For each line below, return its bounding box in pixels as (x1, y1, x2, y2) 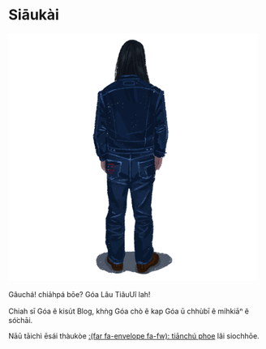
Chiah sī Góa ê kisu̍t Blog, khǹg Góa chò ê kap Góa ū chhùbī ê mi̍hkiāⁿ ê (8, 306, 250, 316)
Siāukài (8, 6, 59, 24)
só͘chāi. (8, 315, 33, 325)
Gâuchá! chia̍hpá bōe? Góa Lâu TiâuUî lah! (8, 289, 151, 299)
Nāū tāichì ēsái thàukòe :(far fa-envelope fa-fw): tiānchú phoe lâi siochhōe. (8, 330, 260, 341)
